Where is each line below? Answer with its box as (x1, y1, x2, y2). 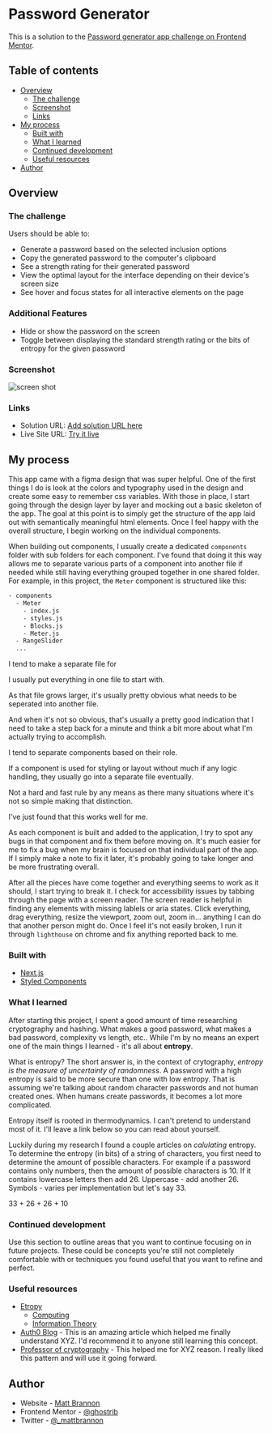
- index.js (23, 607, 60, 615)
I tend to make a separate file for (8, 659, 117, 669)
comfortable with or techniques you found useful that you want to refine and (8, 1255, 263, 1265)
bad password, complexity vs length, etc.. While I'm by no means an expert (8, 1032, 260, 1042)
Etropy (19, 1302, 43, 1311)
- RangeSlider (15, 637, 63, 645)
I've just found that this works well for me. (8, 812, 148, 822)
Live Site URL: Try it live (19, 429, 100, 439)
